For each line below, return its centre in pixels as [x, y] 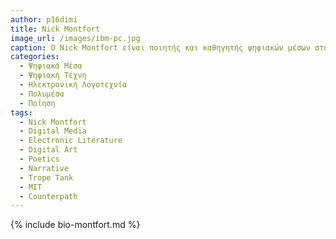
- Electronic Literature [71, 141]
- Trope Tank [46, 177]
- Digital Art [48, 150]
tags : [21, 112]
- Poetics [39, 159]
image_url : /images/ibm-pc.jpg [75, 38]
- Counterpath [48, 196]
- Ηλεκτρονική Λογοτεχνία [73, 85]
